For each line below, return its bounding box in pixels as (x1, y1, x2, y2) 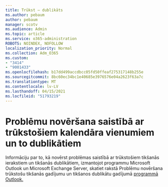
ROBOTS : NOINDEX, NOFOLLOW (5, 41, 63, 46)
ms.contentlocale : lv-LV (5, 84, 59, 89)
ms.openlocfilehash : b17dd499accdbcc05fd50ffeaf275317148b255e (5, 70, 144, 75)
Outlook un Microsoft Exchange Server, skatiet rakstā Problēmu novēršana (5, 165, 163, 172)
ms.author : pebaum (5, 12, 45, 17)
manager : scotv (5, 22, 38, 27)
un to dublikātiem (5, 137, 81, 149)
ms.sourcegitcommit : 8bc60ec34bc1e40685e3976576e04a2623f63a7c (5, 74, 144, 80)
